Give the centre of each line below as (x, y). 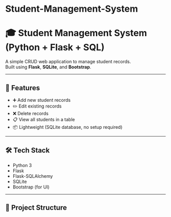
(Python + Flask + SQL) (55, 48)
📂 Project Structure (36, 208)
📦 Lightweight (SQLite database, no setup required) (67, 127)
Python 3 (22, 165)
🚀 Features (23, 88)
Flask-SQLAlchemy (33, 176)
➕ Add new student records (41, 100)
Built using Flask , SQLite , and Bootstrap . (48, 67)
